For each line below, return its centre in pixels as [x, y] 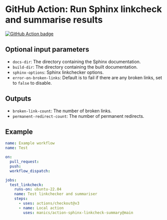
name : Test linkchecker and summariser [56, 194]
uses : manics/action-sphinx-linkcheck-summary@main [78, 212]
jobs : [11, 180]
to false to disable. [32, 83]
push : [16, 166]
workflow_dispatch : [30, 171]
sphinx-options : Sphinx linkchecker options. [58, 72]
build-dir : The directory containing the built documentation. [75, 67]
